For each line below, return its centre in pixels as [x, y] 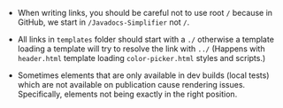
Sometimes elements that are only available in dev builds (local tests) [143, 75]
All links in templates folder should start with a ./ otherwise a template [145, 39]
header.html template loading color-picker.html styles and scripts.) [141, 58]
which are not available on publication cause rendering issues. [131, 85]
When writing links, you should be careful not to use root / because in [145, 13]
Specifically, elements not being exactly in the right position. [127, 94]
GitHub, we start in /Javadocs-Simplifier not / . [103, 22]
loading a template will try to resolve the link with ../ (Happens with [141, 49]
